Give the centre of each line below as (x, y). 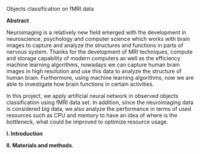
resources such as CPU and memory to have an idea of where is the (92, 115)
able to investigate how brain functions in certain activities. (80, 84)
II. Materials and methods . (40, 145)
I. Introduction (25, 134)
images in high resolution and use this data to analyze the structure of (94, 71)
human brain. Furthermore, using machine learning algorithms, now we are (100, 78)
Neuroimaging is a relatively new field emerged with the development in (96, 32)
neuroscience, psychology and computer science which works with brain (98, 39)
